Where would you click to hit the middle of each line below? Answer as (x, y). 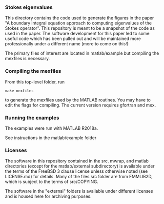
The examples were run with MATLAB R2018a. (51, 128)
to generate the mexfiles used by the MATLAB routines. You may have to (78, 100)
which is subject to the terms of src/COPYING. (52, 182)
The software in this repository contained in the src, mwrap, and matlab (77, 161)
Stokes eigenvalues (29, 7)
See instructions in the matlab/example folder (51, 138)
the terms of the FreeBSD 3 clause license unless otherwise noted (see (76, 171)
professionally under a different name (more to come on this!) (67, 44)
